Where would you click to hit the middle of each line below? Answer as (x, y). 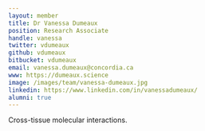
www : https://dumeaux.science (59, 75)
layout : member (34, 16)
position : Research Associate (59, 30)
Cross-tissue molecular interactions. (68, 120)
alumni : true (30, 97)
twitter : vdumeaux (39, 46)
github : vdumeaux (37, 53)
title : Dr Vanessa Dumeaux (53, 23)
